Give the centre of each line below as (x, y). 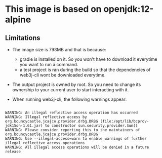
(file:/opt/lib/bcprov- (124, 121)
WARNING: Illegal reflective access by (46, 117)
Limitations (23, 38)
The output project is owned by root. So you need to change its (77, 84)
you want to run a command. (49, 64)
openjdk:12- (129, 9)
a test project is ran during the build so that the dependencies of (85, 70)
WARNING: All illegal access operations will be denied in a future (77, 147)
